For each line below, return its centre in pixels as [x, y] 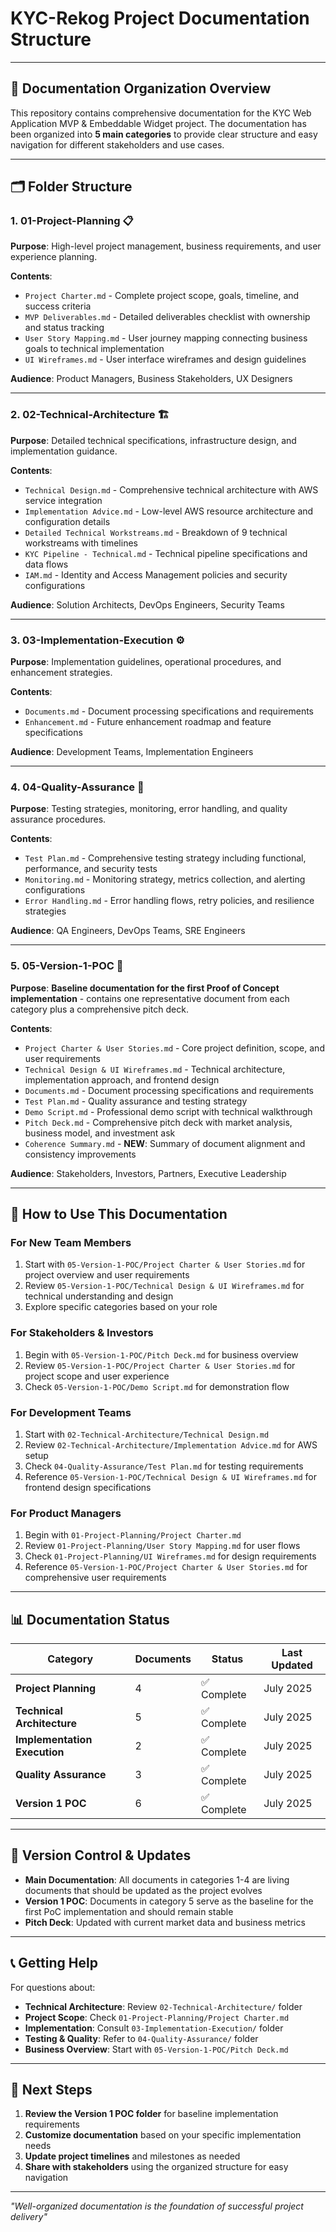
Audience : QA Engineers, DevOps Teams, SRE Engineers [128, 931]
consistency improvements [80, 1154]
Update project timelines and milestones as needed [132, 2156]
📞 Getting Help [54, 1963]
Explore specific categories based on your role [121, 1307]
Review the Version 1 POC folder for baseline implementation [151, 2114]
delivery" [29, 2217]
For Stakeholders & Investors [82, 1333]
